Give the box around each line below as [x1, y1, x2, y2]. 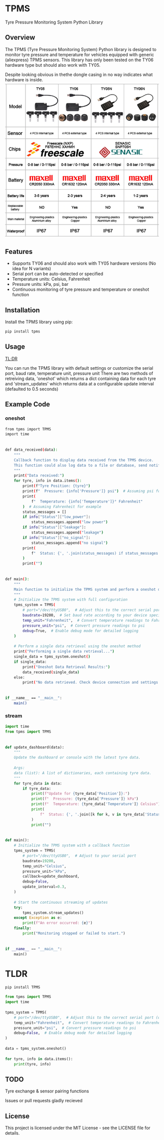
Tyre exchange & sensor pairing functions [5, 1088, 89, 1094]
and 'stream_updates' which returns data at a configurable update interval [5, 380, 154, 386]
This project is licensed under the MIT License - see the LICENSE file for [5, 1125, 150, 1131]
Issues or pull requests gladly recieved [5, 1098, 83, 1104]
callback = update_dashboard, [22, 874, 80, 879]
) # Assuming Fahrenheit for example [22, 504, 102, 509]
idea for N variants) [12, 266, 51, 272]
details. [5, 1130, 20, 1136]
